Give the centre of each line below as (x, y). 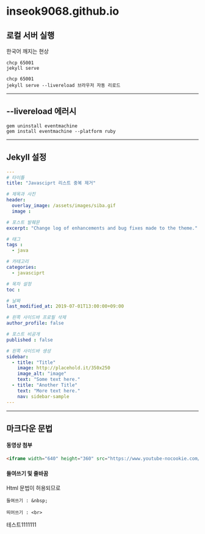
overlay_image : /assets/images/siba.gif (64, 206)
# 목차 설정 (19, 284)
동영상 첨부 (19, 445)
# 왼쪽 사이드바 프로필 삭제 (36, 318)
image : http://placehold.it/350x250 (64, 368)
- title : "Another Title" (45, 385)
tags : (15, 245)
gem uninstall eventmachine (42, 126)
